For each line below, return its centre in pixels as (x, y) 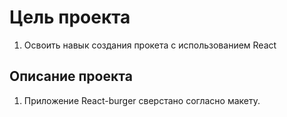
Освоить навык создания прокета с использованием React (150, 45)
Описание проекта (71, 76)
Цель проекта (70, 17)
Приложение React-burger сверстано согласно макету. (142, 100)
